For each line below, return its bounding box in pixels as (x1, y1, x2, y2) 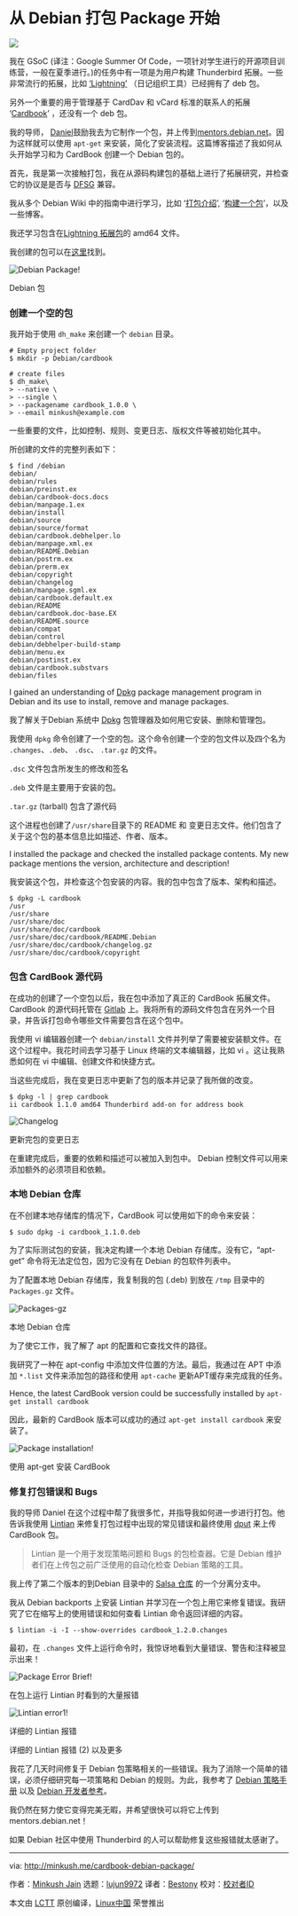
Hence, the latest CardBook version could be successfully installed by (9, 1387, 265, 1398)
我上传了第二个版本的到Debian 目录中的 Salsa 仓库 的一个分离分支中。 (9, 1578, 266, 1589)
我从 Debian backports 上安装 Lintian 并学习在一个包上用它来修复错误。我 (9, 1598, 278, 1608)
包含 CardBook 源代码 (9, 970, 104, 983)
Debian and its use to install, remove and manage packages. (9, 696, 230, 707)
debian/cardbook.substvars (9, 664, 109, 672)
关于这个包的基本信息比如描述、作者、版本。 (9, 831, 173, 842)
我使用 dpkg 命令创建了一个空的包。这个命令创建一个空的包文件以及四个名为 (9, 734, 286, 744)
